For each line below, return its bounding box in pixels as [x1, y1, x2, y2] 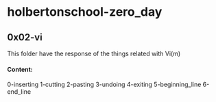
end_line [7, 88, 32, 96]
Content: [7, 65, 33, 73]
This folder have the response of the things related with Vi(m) [7, 49, 181, 58]
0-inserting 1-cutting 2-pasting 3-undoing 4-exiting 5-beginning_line [7, 80, 202, 89]
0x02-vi [7, 31, 43, 43]
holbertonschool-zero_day [7, 4, 163, 20]
